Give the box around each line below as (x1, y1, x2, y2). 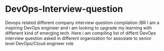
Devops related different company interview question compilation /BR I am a (5, 20, 160, 25)
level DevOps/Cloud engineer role (5, 40, 74, 46)
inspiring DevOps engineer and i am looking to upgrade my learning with (5, 25, 152, 30)
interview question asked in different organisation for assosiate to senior (5, 35, 152, 41)
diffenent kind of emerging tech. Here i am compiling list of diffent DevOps (5, 30, 156, 36)
